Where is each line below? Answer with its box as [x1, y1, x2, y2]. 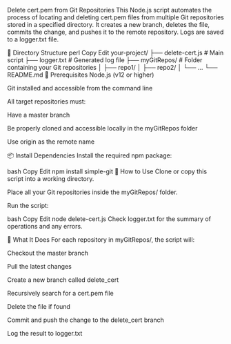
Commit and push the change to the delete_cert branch [7, 316, 164, 324]
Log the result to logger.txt [7, 329, 83, 337]
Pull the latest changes [7, 262, 72, 270]
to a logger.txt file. [7, 35, 59, 44]
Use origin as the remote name [7, 137, 95, 146]
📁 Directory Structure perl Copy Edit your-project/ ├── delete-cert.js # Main [7, 48, 224, 57]
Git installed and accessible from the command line [7, 84, 153, 92]
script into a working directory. [7, 175, 94, 182]
